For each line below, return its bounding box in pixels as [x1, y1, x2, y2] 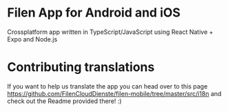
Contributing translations [7, 59, 155, 75]
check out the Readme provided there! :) [7, 97, 122, 105]
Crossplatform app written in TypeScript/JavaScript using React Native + [7, 28, 214, 36]
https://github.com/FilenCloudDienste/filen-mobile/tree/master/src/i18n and [7, 89, 222, 97]
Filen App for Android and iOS [7, 5, 181, 21]
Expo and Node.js [7, 35, 58, 43]
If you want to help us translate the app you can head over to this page [7, 82, 208, 91]
